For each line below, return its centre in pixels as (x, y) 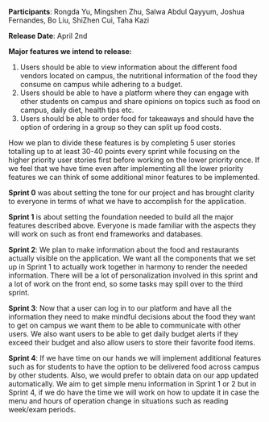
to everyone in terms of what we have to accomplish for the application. (128, 201)
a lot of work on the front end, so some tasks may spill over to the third (126, 284)
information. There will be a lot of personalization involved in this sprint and (133, 275)
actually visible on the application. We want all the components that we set (132, 258)
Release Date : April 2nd (48, 36)
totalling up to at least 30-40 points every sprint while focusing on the (124, 151)
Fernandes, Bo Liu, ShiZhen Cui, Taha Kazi (79, 20)
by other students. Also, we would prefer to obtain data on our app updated (134, 375)
